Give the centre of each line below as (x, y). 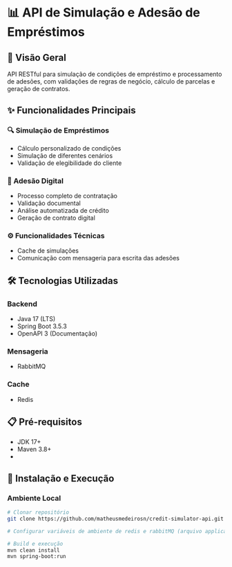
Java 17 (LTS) (36, 318)
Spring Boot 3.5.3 (42, 326)
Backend (22, 304)
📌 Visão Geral (37, 58)
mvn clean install (33, 550)
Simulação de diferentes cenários (65, 155)
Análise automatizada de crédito (63, 210)
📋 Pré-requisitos (45, 422)
